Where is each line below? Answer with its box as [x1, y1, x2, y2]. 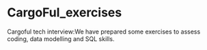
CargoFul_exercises [7, 5, 122, 21]
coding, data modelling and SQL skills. [7, 34, 115, 42]
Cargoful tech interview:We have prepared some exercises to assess [7, 27, 201, 36]
